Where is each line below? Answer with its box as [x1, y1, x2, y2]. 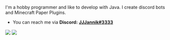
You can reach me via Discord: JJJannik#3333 [12, 19, 114, 25]
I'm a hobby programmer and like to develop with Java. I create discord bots [5, 4, 165, 10]
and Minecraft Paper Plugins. [5, 9, 66, 15]
